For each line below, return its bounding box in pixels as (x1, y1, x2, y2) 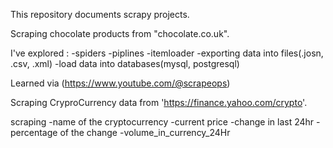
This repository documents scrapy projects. (10, 9, 190, 20)
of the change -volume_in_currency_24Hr (59, 127, 231, 138)
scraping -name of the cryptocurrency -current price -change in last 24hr (10, 116, 315, 128)
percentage (10, 127, 58, 138)
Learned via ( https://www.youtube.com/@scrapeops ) (10, 77, 231, 89)
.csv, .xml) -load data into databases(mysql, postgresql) (10, 58, 240, 69)
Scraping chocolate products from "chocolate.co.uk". (10, 28, 230, 39)
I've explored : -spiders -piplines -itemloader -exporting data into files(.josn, (10, 47, 324, 59)
